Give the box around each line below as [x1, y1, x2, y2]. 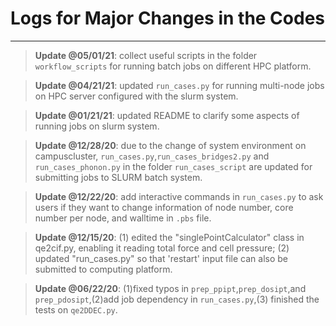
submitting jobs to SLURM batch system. [34, 171, 203, 183]
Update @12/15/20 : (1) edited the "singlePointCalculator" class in [34, 231, 305, 243]
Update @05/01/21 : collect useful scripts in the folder [34, 49, 258, 61]
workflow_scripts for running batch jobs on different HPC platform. [34, 60, 312, 72]
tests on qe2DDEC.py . [34, 303, 118, 316]
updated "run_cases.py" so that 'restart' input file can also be [34, 252, 288, 264]
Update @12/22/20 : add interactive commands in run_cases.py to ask [34, 190, 324, 202]
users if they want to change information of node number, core [34, 201, 294, 213]
